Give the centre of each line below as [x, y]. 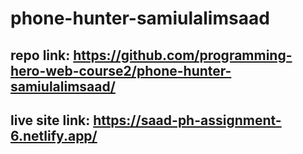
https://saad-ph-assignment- [187, 120]
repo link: [40, 55]
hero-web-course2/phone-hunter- [121, 70]
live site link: [50, 120]
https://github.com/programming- [183, 55]
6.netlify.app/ [54, 135]
